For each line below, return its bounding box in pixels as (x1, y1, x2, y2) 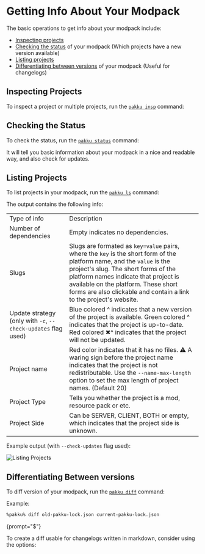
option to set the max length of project (69, 376, 179, 385)
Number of (9, 224, 41, 233)
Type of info (9, 214, 44, 223)
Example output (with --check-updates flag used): (6, 442, 131, 450)
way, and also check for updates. (6, 155, 90, 162)
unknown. (69, 426, 98, 435)
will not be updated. (69, 336, 126, 344)
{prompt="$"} (6, 523, 41, 530)
